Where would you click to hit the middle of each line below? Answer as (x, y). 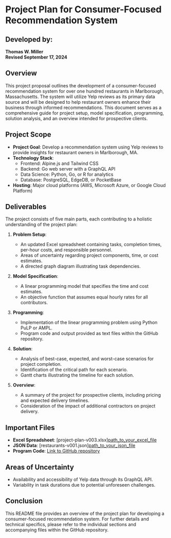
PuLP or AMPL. (36, 328)
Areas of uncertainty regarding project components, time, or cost (89, 255)
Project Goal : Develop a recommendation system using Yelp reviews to (88, 147)
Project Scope (28, 135)
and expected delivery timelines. (55, 401)
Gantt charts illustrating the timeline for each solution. (77, 375)
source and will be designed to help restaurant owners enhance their (78, 102)
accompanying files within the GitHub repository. (57, 530)
